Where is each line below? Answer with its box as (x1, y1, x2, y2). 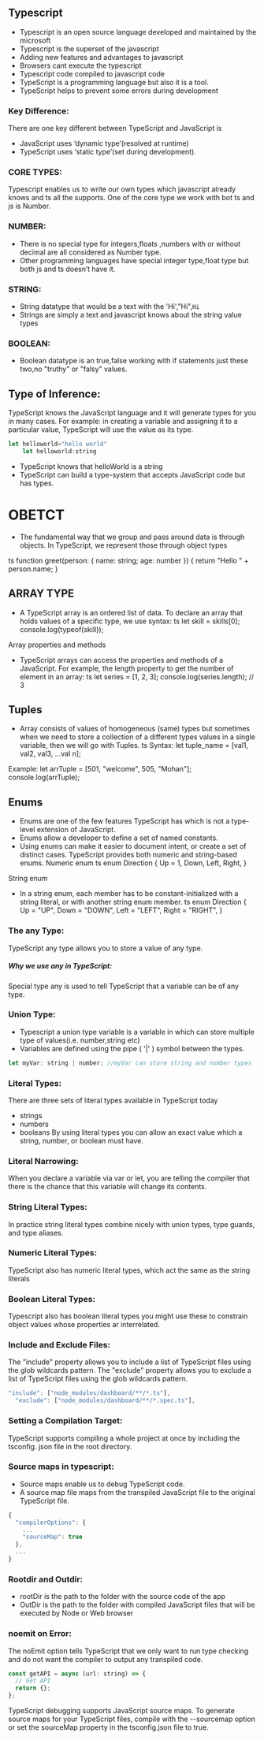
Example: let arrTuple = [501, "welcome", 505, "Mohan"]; (8, 764, 191, 774)
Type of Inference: (8, 387, 101, 400)
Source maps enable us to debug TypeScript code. (19, 1479, 185, 1489)
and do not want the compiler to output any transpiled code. (8, 1654, 203, 1664)
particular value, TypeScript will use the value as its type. (8, 425, 194, 434)
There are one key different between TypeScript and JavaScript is (8, 124, 222, 133)
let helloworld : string (22, 447, 97, 455)
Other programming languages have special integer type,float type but (19, 255, 249, 265)
